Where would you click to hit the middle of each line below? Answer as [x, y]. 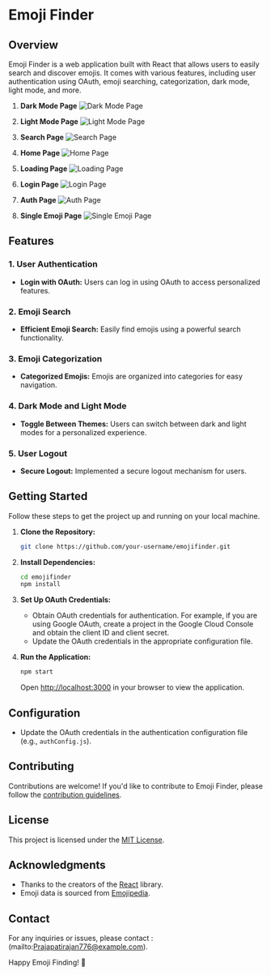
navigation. [39, 385]
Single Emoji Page [51, 216]
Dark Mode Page [49, 106]
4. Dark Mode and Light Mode [68, 406]
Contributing [41, 766]
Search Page [42, 137]
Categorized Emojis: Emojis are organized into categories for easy [131, 376]
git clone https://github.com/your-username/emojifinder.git [125, 546]
